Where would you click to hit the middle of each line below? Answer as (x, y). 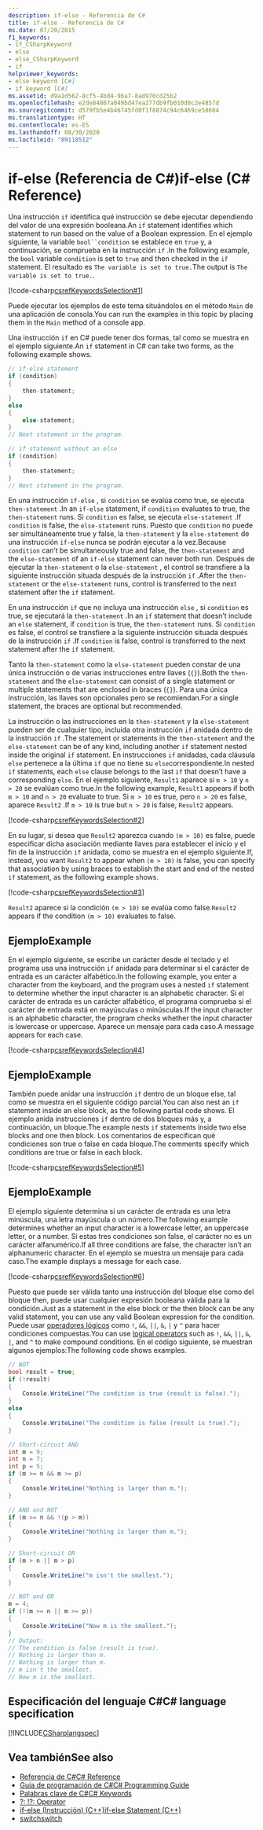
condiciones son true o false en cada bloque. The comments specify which (129, 1144)
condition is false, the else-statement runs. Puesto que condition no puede (131, 525)
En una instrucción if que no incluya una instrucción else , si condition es (128, 608)
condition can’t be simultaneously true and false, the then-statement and (126, 550)
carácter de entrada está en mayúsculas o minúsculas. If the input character (130, 1010)
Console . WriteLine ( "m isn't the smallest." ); (98, 1575)
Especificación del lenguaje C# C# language (117, 1701)
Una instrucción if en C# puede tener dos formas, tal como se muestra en (129, 338)
